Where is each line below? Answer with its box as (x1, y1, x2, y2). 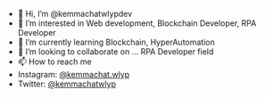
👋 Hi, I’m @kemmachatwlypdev (17, 9, 133, 19)
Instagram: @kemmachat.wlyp (17, 69, 130, 79)
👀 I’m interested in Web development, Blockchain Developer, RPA (17, 18, 257, 29)
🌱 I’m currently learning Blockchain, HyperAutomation (17, 37, 216, 47)
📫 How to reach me (17, 56, 92, 67)
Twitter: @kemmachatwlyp (17, 78, 116, 89)
